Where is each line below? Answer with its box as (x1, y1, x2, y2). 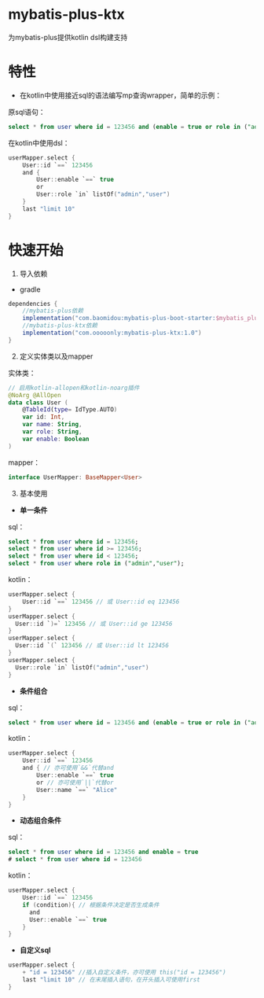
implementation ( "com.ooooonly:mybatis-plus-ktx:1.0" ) (22, 329, 202, 337)
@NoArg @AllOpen (8, 391, 61, 399)
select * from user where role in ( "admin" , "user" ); (8, 560, 185, 568)
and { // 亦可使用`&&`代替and (22, 764, 114, 772)
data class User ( (8, 399, 68, 407)
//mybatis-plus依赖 (22, 307, 84, 315)
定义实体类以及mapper (19, 352, 93, 361)
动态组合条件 (19, 816, 61, 825)
